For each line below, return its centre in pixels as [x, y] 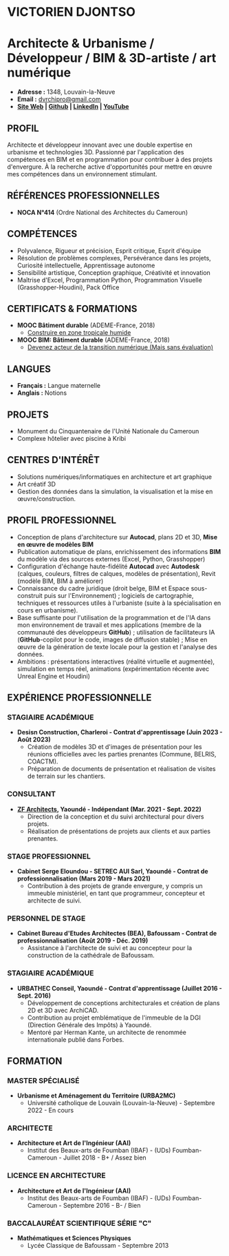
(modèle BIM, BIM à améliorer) [60, 581]
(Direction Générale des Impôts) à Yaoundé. [89, 1025]
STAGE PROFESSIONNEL [49, 856]
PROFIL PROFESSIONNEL [62, 521]
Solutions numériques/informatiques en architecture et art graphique [114, 477]
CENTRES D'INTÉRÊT [54, 460]
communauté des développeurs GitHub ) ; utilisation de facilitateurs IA [116, 632]
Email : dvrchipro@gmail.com [59, 99]
